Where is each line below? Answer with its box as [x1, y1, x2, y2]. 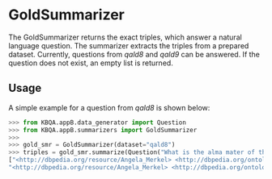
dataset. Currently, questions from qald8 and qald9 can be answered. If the [8, 49, 261, 59]
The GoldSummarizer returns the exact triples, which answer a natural [8, 32, 243, 42]
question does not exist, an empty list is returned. [8, 58, 174, 68]
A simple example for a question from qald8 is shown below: [8, 102, 210, 112]
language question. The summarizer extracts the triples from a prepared [8, 40, 249, 50]
